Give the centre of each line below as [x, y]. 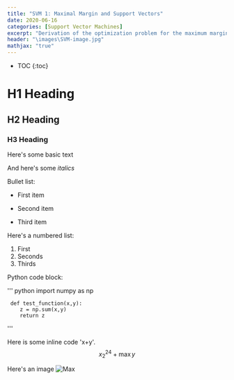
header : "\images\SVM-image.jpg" [56, 40]
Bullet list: [21, 181]
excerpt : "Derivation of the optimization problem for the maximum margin [118, 33]
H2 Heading [33, 119]
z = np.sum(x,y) [44, 309]
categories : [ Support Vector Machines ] [65, 26]
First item [31, 195]
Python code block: [35, 277]
